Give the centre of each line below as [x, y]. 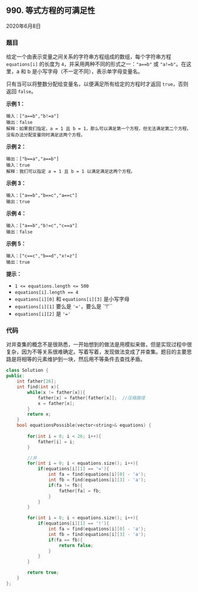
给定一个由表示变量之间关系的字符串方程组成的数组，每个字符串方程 [89, 57]
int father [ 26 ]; [37, 382]
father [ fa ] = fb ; [80, 491]
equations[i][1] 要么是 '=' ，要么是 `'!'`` [64, 306]
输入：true [18, 165]
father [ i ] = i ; [56, 441]
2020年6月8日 [24, 26]
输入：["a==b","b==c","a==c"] [42, 196]
